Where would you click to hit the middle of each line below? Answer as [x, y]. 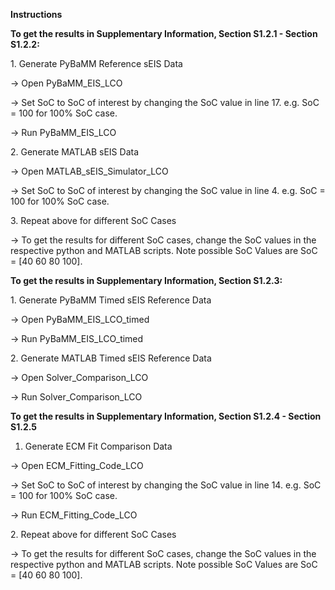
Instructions [36, 14]
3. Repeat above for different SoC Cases [93, 220]
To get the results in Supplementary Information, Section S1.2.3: [146, 280]
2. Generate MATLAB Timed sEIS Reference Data [111, 358]
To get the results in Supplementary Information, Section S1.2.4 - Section [166, 416]
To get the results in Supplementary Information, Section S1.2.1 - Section [164, 33]
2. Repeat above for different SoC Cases [93, 534]
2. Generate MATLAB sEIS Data [75, 152]
